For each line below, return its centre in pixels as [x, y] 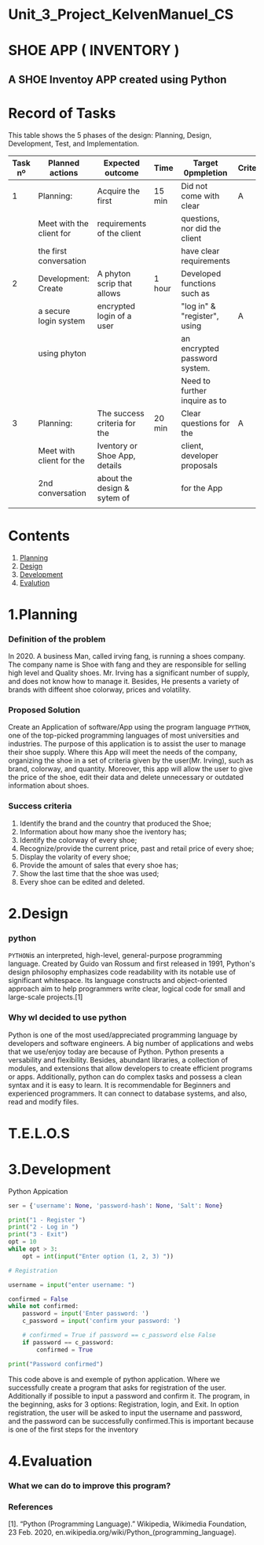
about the [115, 478]
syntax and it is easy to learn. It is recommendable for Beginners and [119, 1085]
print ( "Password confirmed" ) [56, 1364]
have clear [200, 251]
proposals [200, 465]
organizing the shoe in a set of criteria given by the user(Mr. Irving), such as [131, 760]
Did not [194, 186]
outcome [122, 172]
